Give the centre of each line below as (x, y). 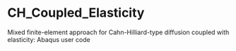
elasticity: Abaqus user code (49, 39)
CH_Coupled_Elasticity (76, 13)
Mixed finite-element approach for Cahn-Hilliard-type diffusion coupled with (118, 32)
